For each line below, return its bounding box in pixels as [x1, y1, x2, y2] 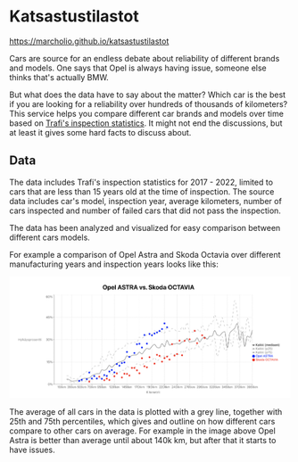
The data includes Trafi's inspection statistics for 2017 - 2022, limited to [9, 177, 274, 187]
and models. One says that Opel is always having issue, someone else [9, 62, 268, 73]
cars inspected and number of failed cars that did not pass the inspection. [9, 205, 281, 216]
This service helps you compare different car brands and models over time [9, 108, 284, 119]
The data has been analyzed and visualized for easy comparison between [9, 222, 281, 233]
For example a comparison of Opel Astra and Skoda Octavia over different [9, 249, 281, 260]
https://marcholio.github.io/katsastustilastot [9, 36, 170, 46]
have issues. [9, 444, 55, 455]
